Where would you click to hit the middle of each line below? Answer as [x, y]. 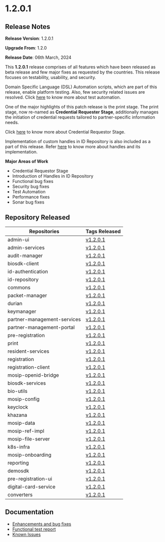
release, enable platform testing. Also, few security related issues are [75, 92]
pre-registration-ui [30, 479]
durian [15, 303]
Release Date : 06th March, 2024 [38, 57]
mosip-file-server [29, 439]
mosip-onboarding [29, 455]
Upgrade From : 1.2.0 [26, 48]
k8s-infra [19, 447]
